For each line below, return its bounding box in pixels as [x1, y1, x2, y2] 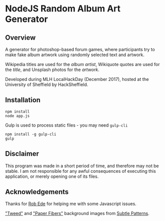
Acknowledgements [5, 188, 69, 196]
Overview [5, 33, 36, 42]
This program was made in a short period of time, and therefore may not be [5, 162, 159, 169]
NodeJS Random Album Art [5, 3, 120, 14]
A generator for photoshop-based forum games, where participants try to [5, 47, 155, 52]
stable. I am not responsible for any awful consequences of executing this [5, 168, 156, 174]
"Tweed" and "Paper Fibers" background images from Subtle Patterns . [5, 211, 150, 217]
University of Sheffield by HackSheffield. [5, 81, 88, 87]
